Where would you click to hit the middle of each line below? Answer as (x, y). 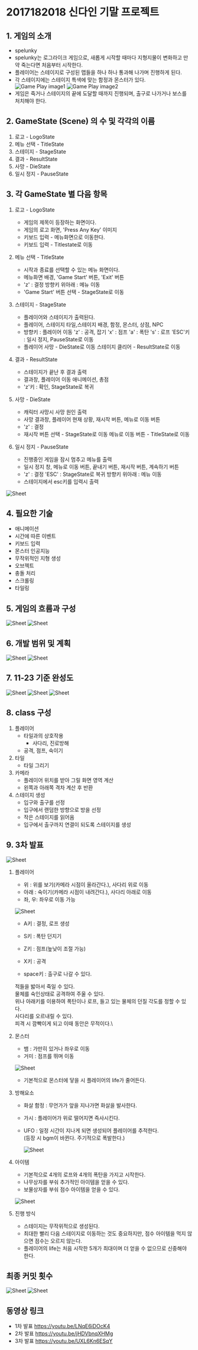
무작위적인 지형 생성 (38, 558)
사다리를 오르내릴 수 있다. (44, 1016)
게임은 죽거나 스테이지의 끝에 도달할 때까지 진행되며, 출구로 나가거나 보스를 (101, 93)
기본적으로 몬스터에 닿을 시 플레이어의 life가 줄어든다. (85, 1080)
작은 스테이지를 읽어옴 (49, 817)
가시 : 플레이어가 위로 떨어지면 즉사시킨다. (72, 1118)
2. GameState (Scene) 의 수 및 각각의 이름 (81, 121)
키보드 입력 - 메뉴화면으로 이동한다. (64, 237)
